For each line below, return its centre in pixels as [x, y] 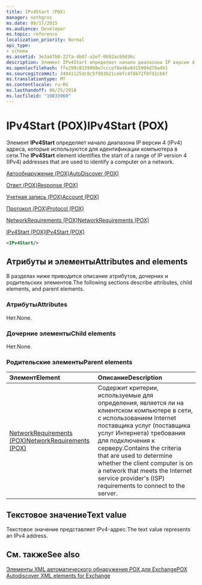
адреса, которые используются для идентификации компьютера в [92, 149]
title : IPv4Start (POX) [36, 12]
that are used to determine [135, 456]
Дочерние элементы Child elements [61, 334]
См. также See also [43, 555]
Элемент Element [35, 378]
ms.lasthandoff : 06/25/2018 [41, 90]
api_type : [19, 46]
